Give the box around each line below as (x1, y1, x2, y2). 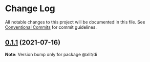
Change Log (5, 3, 55, 14)
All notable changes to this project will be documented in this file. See (5, 19, 146, 25)
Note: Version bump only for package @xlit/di (5, 51, 98, 57)
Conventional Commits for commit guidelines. (5, 24, 97, 30)
